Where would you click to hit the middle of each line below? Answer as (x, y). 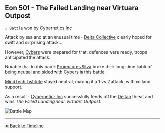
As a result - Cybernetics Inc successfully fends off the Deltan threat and (79, 96)
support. (14, 87)
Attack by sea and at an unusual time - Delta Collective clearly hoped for (79, 37)
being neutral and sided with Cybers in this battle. (55, 72)
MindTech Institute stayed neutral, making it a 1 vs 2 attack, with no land (78, 81)
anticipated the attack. (28, 57)
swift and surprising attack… (34, 42)
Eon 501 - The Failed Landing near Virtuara (72, 8)
